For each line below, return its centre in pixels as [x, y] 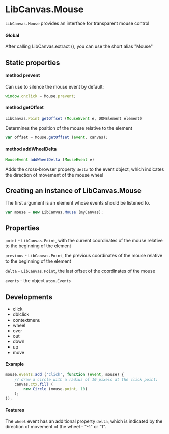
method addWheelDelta [31, 149]
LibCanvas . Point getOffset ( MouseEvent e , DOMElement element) [74, 118]
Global [12, 35]
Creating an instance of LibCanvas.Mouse [73, 191]
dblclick [21, 314]
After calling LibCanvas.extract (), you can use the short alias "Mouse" [79, 46]
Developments [29, 297]
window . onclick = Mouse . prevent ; [41, 96]
